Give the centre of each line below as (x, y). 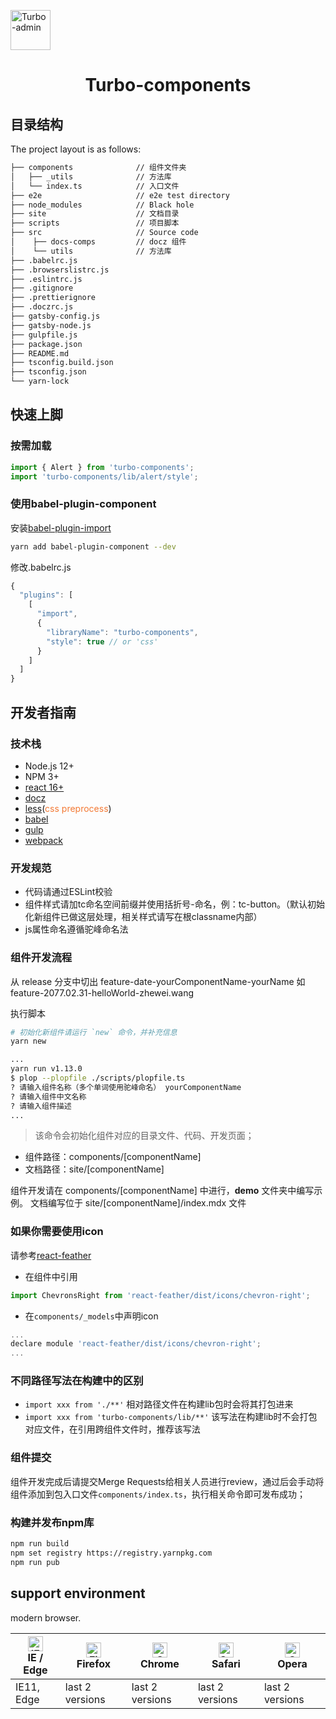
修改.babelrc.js (41, 567)
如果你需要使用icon (57, 1232)
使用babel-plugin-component (83, 504)
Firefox (93, 1663)
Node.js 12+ (49, 766)
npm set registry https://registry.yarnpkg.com (111, 1553)
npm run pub (35, 1562)
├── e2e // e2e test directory (120, 195)
